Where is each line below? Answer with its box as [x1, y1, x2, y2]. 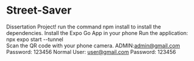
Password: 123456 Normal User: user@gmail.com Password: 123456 [6, 48, 177, 55]
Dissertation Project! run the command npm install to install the [6, 23, 162, 30]
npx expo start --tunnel [6, 36, 64, 43]
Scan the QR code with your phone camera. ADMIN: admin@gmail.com [6, 42, 180, 49]
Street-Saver [6, 4, 72, 17]
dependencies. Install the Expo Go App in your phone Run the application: [6, 29, 189, 36]
